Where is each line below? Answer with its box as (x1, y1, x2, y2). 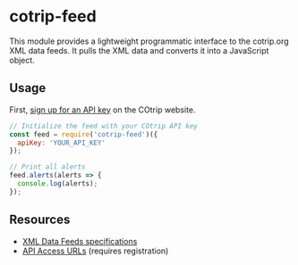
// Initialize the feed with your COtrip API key (9, 121, 199, 130)
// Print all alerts (9, 162, 87, 171)
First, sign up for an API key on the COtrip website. (9, 104, 196, 115)
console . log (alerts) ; (17, 179, 98, 188)
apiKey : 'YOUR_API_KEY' (17, 138, 106, 147)
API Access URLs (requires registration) (21, 245, 169, 256)
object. (9, 54, 36, 65)
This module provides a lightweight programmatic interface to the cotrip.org (9, 36, 289, 46)
